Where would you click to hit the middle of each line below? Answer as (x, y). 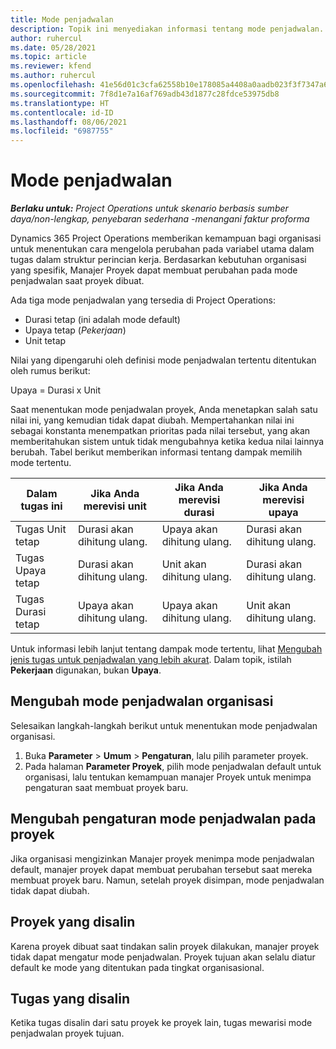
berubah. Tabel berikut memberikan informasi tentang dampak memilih (156, 452)
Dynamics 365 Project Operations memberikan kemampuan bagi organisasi (166, 238)
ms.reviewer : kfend (51, 66)
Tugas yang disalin (70, 998)
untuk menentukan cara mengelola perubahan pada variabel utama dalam (162, 249)
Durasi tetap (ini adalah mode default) (102, 320)
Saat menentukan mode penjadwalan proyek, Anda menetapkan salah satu (164, 410)
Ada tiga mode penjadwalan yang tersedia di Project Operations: (143, 300)
